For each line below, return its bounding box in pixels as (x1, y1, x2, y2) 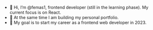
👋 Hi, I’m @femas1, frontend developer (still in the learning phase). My (9, 5, 149, 10)
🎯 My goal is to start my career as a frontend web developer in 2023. (9, 20, 147, 25)
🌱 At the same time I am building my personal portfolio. (9, 15, 119, 20)
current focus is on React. (9, 10, 61, 15)
